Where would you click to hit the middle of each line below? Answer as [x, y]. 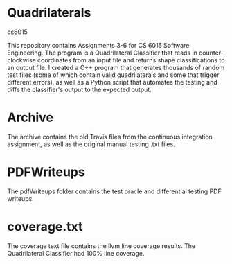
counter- [211, 53]
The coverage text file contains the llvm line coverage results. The [101, 246]
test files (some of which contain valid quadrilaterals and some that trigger [113, 75]
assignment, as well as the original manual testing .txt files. [91, 144]
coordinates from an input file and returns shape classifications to [131, 60]
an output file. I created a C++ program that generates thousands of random [116, 67]
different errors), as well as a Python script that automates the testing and [113, 82]
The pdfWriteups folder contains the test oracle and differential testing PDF [114, 191]
